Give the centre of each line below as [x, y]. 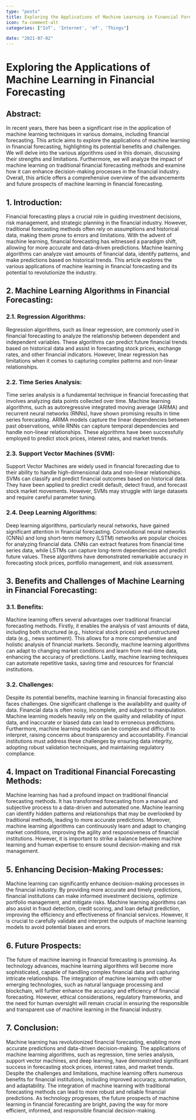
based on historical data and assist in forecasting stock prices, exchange [94, 348]
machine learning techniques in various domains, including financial [87, 134]
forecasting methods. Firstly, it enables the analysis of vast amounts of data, [98, 626]
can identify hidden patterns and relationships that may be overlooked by [94, 814]
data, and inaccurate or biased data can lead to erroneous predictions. [91, 722]
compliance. [21, 753]
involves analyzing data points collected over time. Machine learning [88, 401]
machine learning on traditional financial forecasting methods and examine [96, 165]
